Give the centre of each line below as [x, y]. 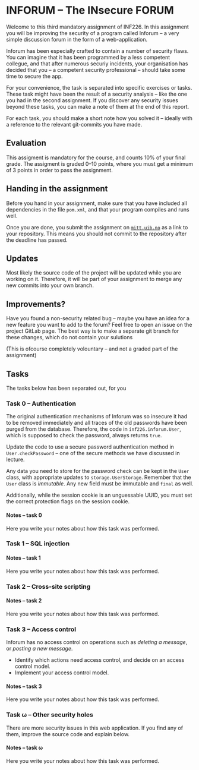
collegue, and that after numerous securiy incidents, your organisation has [97, 64]
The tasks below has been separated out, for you [66, 388]
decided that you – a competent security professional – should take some [96, 70]
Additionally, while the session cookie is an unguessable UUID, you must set [99, 495]
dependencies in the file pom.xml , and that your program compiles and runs [98, 209]
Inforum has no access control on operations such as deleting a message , [97, 642]
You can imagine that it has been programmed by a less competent [88, 57]
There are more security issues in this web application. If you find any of [94, 728]
